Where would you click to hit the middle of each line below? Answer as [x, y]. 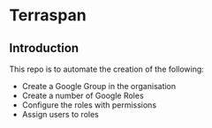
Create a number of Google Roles [83, 95]
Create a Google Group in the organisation [99, 86]
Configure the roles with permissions [89, 105]
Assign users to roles [60, 114]
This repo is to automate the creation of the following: [107, 69]
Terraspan [48, 15]
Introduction [44, 48]
